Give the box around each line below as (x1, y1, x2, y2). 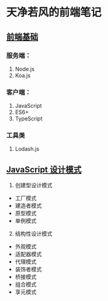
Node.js (14, 65, 35, 73)
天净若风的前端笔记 (6, 5, 102, 19)
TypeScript (14, 115, 43, 122)
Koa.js (14, 71, 31, 79)
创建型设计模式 (14, 182, 52, 189)
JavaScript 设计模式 (6, 164, 82, 174)
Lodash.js (14, 145, 40, 153)
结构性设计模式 (14, 230, 52, 237)
